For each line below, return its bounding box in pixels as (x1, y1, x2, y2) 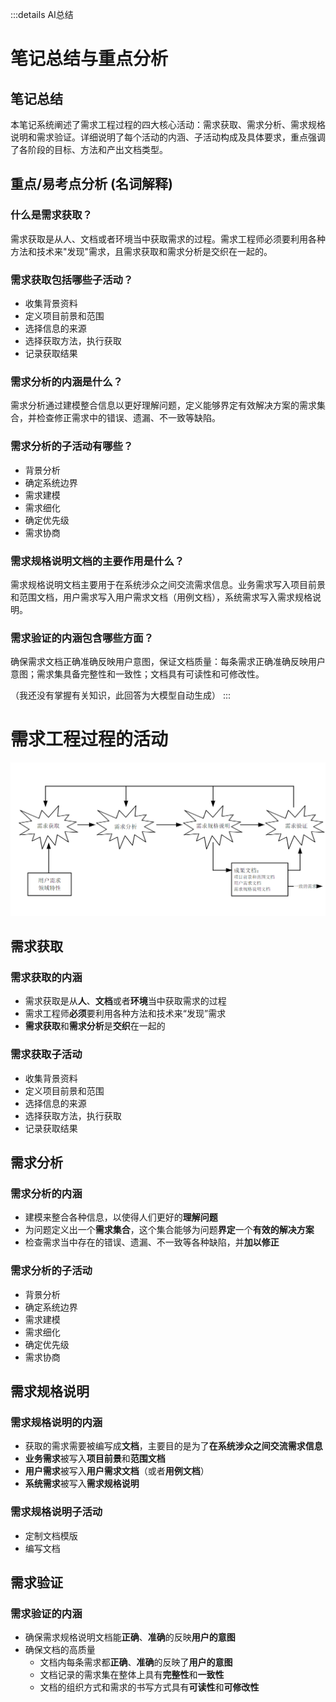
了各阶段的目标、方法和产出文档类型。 (10, 144, 168, 155)
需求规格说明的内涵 (10, 1415, 103, 1429)
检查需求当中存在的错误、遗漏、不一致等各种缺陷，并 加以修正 (24, 1236, 280, 1248)
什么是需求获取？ (10, 208, 93, 222)
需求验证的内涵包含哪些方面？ (10, 631, 155, 645)
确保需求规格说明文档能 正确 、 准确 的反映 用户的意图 (24, 1631, 236, 1643)
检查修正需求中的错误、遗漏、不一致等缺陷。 (36, 412, 221, 424)
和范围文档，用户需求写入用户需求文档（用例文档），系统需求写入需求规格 (10, 591, 313, 603)
